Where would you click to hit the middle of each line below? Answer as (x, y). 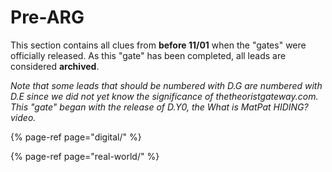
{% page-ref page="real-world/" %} (85, 156)
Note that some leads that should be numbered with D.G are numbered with (166, 85)
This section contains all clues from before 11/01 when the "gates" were (158, 45)
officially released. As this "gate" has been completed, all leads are (148, 55)
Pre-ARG (47, 17)
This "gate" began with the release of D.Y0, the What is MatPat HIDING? (159, 107)
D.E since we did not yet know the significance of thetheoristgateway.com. (164, 96)
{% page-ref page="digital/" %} (76, 137)
